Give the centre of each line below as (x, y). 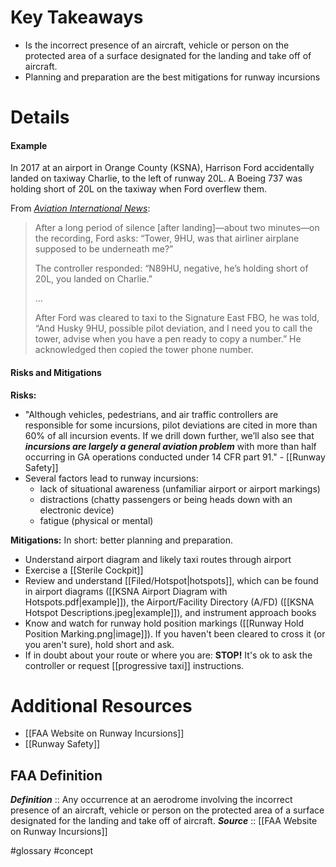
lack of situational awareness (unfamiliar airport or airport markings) (180, 488)
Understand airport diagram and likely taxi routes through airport (158, 559)
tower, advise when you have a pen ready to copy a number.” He (168, 339)
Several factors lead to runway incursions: (111, 478)
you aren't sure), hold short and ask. (99, 644)
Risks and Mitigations (56, 372)
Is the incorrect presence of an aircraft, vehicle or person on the (157, 45)
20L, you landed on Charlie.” (93, 279)
